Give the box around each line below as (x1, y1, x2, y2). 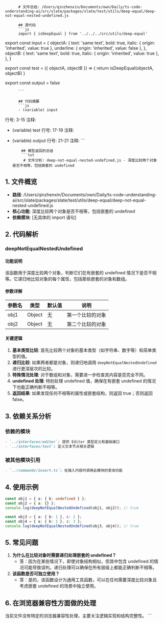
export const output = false (5, 80, 60, 86)
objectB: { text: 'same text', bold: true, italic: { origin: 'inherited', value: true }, (5, 51, 159, 56)
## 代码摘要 (18, 99, 40, 104)
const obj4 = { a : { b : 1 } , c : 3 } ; (5, 519, 82, 524)
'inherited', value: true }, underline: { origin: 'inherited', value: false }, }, (5, 45, 147, 51)
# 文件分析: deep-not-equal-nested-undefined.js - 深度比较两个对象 (23, 158, 157, 163)
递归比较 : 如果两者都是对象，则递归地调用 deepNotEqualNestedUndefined (12, 359, 157, 365)
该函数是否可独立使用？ (12, 571, 60, 577)
